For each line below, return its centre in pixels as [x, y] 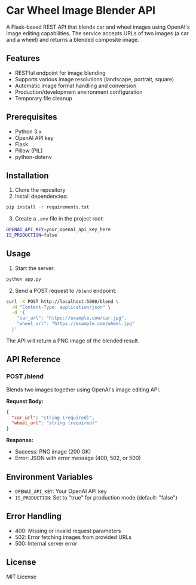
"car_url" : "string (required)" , [53, 418]
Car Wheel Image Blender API [81, 10]
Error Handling [34, 517]
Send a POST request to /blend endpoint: [66, 290]
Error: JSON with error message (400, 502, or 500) [78, 458]
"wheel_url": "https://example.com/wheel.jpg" [76, 324]
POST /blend [25, 376]
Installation [27, 175]
